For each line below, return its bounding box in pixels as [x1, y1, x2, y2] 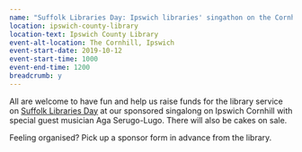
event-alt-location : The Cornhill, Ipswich [9, 38, 175, 47]
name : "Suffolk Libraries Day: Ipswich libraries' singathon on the [9, 13, 271, 22]
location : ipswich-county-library [9, 21, 139, 30]
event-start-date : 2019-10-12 [9, 46, 123, 55]
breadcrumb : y [9, 72, 63, 80]
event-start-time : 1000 [9, 55, 99, 63]
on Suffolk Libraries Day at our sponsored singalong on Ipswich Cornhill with [9, 105, 293, 116]
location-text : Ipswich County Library [9, 30, 159, 38]
